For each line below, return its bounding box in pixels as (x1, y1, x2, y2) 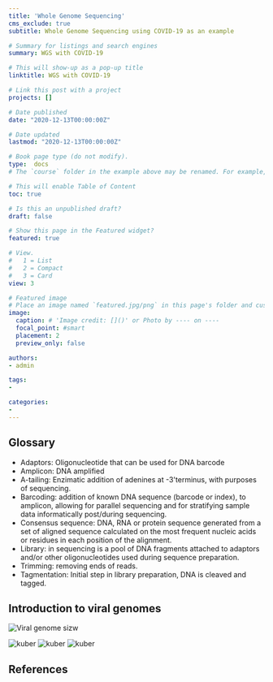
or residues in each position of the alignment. (19, 535, 172, 545)
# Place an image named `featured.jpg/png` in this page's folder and (8, 301, 253, 309)
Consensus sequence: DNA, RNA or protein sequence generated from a (19, 517, 262, 528)
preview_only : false (15, 339, 85, 347)
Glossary (8, 436, 55, 450)
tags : (8, 376, 27, 384)
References (8, 663, 68, 676)
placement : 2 (15, 331, 60, 339)
